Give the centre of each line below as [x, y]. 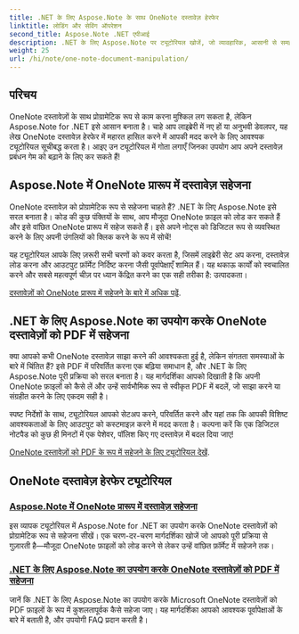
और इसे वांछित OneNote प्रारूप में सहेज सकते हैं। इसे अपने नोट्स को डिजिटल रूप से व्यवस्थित [145, 226]
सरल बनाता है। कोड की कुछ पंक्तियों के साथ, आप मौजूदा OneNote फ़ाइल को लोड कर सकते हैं [145, 217]
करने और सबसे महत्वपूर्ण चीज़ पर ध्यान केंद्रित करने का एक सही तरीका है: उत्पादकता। [129, 275]
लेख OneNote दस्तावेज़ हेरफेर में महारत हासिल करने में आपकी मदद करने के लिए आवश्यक [137, 136]
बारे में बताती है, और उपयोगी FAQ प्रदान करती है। [79, 620]
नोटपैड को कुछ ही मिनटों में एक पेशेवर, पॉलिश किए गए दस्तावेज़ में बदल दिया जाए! [121, 434]
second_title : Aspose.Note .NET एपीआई [79, 34]
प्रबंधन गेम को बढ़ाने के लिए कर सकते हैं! [65, 156]
